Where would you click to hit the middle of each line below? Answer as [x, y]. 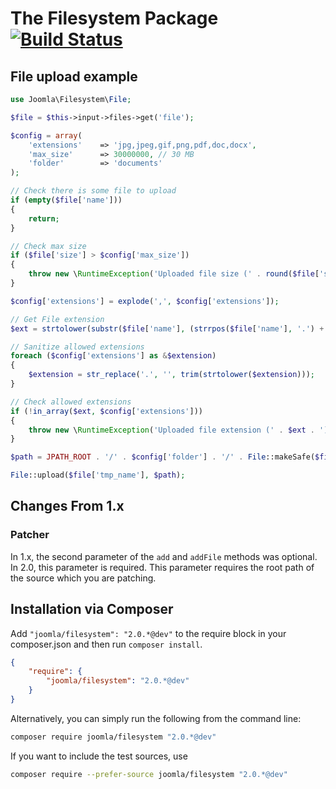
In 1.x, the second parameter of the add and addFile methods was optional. [164, 556]
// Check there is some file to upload [93, 191]
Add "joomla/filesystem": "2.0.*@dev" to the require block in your [148, 633]
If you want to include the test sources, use [99, 756]
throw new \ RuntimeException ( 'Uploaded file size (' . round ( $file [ [174, 274]
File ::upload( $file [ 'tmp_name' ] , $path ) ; [98, 475]
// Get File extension [57, 319]
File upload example [74, 76]
